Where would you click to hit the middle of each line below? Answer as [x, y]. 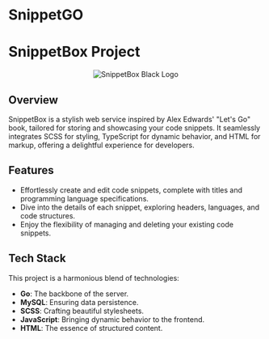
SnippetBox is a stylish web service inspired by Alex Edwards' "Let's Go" [130, 119]
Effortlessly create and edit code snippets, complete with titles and [131, 190]
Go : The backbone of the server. [74, 294]
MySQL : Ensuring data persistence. [79, 302]
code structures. [47, 215]
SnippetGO [46, 15]
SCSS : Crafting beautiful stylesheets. [82, 311]
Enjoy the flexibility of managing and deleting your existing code [127, 224]
